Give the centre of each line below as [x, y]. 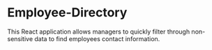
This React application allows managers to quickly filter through [99, 32]
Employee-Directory [67, 13]
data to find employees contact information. [97, 38]
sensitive [20, 38]
